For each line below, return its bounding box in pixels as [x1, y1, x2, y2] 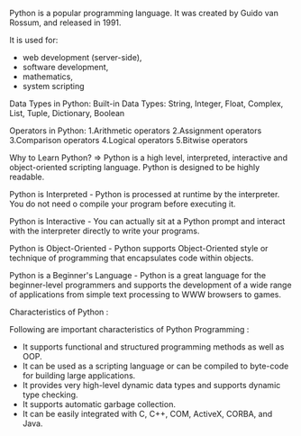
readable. [9, 171, 45, 182]
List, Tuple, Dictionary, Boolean [9, 108, 125, 118]
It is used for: [9, 35, 59, 45]
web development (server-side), [22, 52, 142, 62]
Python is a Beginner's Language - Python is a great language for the [9, 270, 267, 280]
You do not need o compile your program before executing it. [9, 198, 236, 209]
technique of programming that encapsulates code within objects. [9, 252, 254, 263]
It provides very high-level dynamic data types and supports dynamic [22, 380, 281, 390]
